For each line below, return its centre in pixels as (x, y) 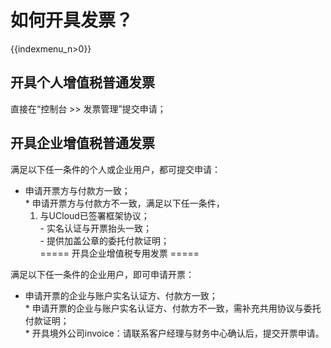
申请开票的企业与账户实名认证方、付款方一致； (121, 295)
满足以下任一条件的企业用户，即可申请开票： (102, 274)
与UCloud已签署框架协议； (94, 215)
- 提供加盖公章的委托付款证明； (104, 240)
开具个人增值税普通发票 (82, 82)
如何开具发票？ (72, 20)
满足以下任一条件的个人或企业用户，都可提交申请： (115, 169)
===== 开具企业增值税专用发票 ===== (119, 253)
